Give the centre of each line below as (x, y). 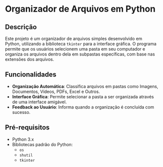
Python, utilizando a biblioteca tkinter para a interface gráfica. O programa (81, 44)
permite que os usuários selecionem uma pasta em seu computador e (75, 49)
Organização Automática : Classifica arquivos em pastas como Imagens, (85, 86)
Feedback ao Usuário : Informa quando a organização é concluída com (83, 107)
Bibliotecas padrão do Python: (42, 144)
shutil (26, 155)
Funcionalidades (31, 75)
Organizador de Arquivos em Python (80, 9)
